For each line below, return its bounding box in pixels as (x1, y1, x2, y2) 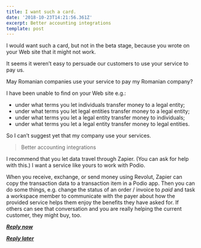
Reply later (6, 235, 34, 242)
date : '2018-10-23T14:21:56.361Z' (6, 14, 93, 20)
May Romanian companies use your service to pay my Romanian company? (6, 78, 193, 85)
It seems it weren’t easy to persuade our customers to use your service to (6, 60, 189, 67)
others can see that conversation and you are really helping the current (6, 205, 182, 213)
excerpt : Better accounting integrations (6, 20, 112, 26)
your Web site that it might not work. (6, 49, 96, 56)
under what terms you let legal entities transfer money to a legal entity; (14, 107, 190, 115)
